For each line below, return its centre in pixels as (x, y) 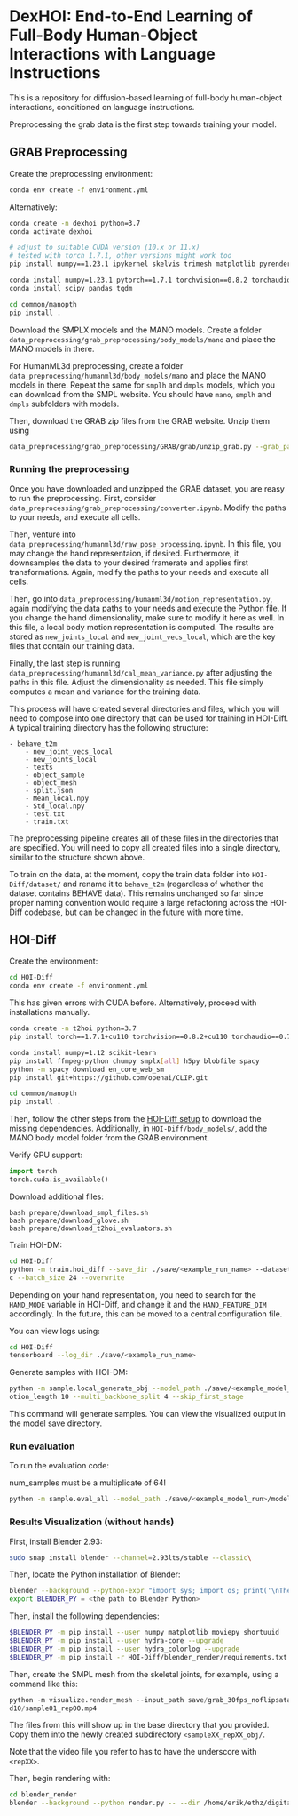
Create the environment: (54, 961)
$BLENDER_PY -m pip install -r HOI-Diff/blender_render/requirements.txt (149, 1657)
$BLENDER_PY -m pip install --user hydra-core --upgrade (117, 1641)
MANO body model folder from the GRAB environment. (110, 1138)
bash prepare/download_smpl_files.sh (79, 1212)
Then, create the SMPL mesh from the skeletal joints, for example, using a (144, 1674)
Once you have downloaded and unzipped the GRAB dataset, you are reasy (147, 488)
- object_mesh (51, 783)
